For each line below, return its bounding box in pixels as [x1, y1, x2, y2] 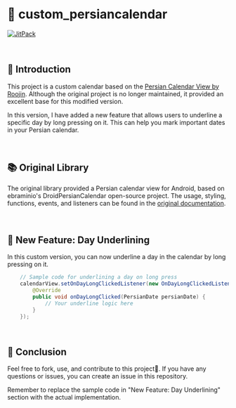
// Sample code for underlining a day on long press [20, 274, 178, 281]
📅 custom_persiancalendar [7, 6, 168, 22]
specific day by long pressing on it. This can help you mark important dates [7, 118, 225, 126]
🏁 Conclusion [7, 346, 67, 357]
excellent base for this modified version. [7, 97, 124, 105]
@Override [32, 287, 61, 294]
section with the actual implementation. [7, 393, 122, 402]
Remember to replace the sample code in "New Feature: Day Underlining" [7, 386, 221, 394]
